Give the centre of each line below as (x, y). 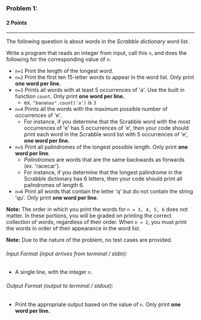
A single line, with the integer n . (54, 272)
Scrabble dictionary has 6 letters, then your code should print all (103, 179)
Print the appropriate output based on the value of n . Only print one (98, 304)
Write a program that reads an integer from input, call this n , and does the (97, 53)
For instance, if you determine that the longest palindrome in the (103, 173)
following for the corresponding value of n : (59, 59)
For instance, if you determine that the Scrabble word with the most (107, 122)
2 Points (17, 23)
